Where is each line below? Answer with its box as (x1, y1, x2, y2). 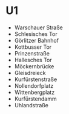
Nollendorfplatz (14, 82, 54, 89)
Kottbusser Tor (14, 43, 52, 51)
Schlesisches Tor (14, 30, 58, 37)
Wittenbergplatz (14, 88, 55, 96)
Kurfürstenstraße (14, 76, 57, 83)
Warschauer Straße (14, 24, 63, 31)
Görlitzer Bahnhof (14, 37, 59, 44)
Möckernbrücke (14, 62, 54, 70)
